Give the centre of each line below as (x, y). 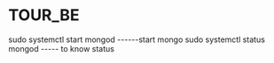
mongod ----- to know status (61, 48)
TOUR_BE (44, 15)
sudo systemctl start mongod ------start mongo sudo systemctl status (137, 39)
